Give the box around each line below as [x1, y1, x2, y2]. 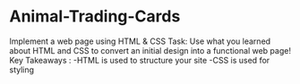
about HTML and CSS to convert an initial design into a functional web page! [9, 45, 291, 55]
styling [9, 64, 34, 75]
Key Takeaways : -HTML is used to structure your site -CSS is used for [9, 55, 270, 65]
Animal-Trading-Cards [9, 6, 181, 27]
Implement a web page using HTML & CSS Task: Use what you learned [9, 36, 271, 46]
